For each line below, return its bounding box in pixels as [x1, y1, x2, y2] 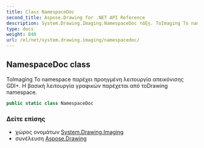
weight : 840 [6, 32, 36, 38]
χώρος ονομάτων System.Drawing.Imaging [15, 128, 124, 135]
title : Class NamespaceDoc [6, 8, 75, 15]
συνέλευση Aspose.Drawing [15, 135, 87, 142]
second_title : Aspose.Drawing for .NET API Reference [6, 15, 146, 21]
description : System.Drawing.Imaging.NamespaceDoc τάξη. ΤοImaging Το [6, 20, 189, 26]
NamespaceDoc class [6, 59, 91, 70]
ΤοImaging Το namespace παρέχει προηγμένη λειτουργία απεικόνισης [6, 75, 184, 82]
